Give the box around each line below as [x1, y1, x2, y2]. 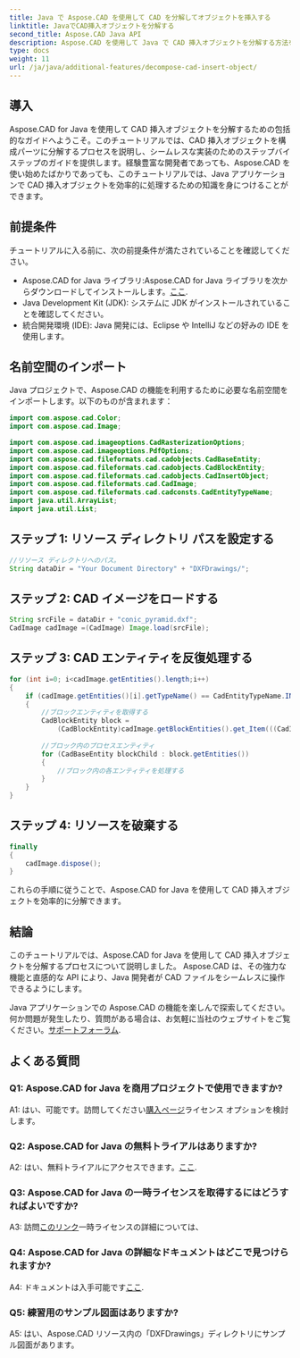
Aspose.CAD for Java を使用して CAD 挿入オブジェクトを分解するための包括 [9, 123, 291, 134]
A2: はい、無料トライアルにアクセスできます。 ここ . [9, 1162, 197, 1173]
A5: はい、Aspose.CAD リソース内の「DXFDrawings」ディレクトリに [9, 1329, 262, 1338]
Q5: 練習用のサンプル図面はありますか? [9, 1306, 179, 1319]
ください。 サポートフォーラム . [9, 1025, 121, 1035]
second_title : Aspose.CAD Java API [9, 29, 142, 38]
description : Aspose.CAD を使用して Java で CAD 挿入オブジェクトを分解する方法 [9, 38, 288, 47]
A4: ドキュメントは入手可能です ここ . [9, 1281, 145, 1292]
